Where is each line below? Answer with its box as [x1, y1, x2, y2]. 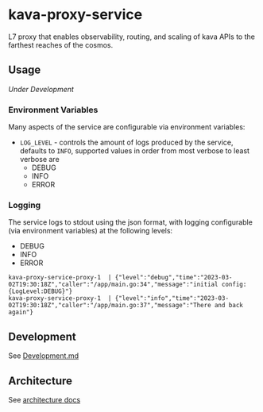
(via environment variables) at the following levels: [8, 226, 173, 236]
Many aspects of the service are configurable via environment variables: [8, 122, 246, 132]
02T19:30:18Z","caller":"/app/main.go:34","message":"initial [8, 280, 219, 289]
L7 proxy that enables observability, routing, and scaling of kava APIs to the [8, 32, 256, 41]
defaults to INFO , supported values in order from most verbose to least [19, 146, 250, 156]
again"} [8, 308, 34, 317]
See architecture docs [8, 395, 81, 404]
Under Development [8, 84, 74, 94]
